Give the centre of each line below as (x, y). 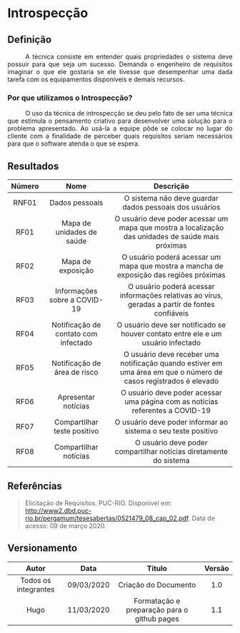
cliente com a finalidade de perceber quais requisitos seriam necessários (120, 136)
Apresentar (76, 397)
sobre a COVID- (76, 300)
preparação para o (157, 609)
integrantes (36, 589)
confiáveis (171, 313)
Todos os (36, 580)
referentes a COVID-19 (171, 410)
